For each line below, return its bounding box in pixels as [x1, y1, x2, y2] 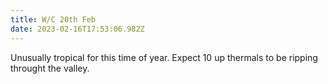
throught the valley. [10, 62, 90, 74]
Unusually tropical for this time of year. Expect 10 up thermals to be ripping [10, 51, 318, 63]
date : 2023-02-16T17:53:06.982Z [10, 24, 145, 34]
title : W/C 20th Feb [10, 14, 97, 25]
